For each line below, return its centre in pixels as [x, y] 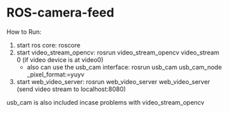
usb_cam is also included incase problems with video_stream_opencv [106, 102]
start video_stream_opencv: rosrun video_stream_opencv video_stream [118, 52]
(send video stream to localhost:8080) [71, 89]
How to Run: [24, 32]
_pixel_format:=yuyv [55, 74]
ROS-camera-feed [61, 13]
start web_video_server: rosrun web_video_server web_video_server [113, 81]
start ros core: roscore [48, 45]
